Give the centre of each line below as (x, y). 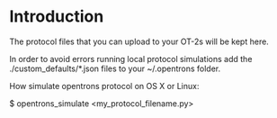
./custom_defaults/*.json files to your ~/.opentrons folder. (115, 68)
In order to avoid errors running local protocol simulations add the (131, 59)
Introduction (57, 17)
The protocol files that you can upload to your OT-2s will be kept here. (139, 41)
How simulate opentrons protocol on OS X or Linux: (104, 86)
